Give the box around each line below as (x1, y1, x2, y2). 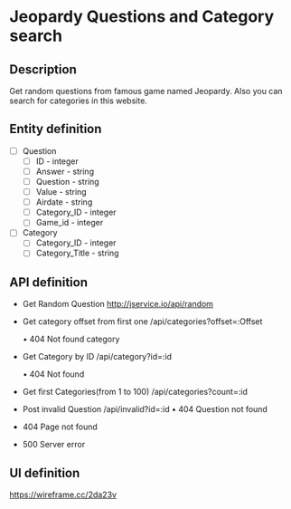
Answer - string (35, 166, 95, 177)
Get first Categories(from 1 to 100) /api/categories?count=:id (22, 387, 249, 398)
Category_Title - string (35, 247, 119, 259)
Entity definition (9, 121, 102, 137)
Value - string (35, 187, 88, 197)
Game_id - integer (35, 217, 104, 228)
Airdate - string (35, 197, 93, 207)
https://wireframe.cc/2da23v (9, 489, 117, 500)
